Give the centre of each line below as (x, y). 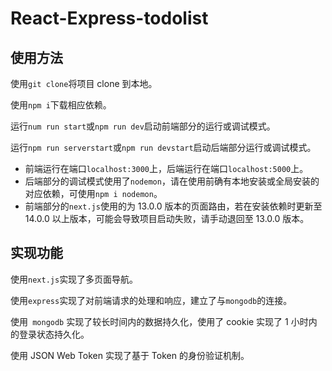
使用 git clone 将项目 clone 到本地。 (84, 83)
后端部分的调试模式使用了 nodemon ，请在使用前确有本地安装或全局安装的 (172, 181)
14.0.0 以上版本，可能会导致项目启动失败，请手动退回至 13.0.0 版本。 (167, 218)
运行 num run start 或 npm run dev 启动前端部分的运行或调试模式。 (143, 126)
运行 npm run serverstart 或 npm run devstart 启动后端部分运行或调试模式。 (163, 147)
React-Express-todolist (109, 18)
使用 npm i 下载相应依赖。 (61, 105)
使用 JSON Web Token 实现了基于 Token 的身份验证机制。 (130, 355)
